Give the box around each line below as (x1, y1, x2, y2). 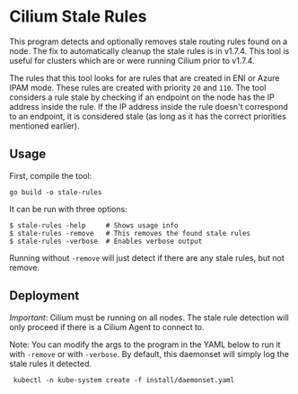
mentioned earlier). (9, 120, 81, 131)
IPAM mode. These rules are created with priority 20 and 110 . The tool (9, 82, 267, 93)
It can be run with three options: (9, 203, 127, 214)
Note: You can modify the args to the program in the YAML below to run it (9, 339, 281, 350)
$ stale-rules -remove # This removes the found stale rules (9, 228, 251, 237)
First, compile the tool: (9, 170, 92, 181)
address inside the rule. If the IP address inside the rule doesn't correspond (9, 101, 289, 112)
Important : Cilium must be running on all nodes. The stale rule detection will (9, 312, 289, 323)
